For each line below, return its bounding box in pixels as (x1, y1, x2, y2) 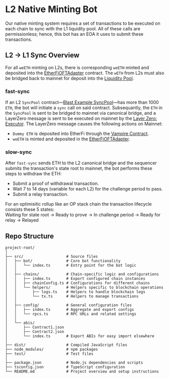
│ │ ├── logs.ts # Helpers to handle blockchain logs (5, 290, 145, 295)
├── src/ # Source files (5, 254, 98, 259)
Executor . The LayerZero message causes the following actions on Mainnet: (5, 121, 163, 127)
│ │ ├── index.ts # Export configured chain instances (5, 276, 145, 281)
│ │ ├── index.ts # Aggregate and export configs (5, 307, 135, 312)
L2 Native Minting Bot (5, 4, 97, 15)
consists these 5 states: (5, 206, 54, 213)
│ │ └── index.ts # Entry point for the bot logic (5, 263, 137, 268)
